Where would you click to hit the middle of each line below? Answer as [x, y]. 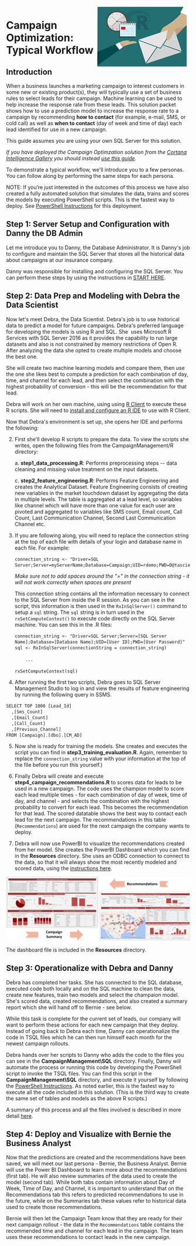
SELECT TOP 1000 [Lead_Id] [39, 706]
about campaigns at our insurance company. [60, 260]
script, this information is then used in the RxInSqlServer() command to [101, 606]
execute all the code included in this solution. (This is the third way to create [98, 1092]
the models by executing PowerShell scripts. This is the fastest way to [90, 200]
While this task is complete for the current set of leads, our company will [93, 1018]
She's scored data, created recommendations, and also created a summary [97, 1001]
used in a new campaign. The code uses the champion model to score [99, 788]
